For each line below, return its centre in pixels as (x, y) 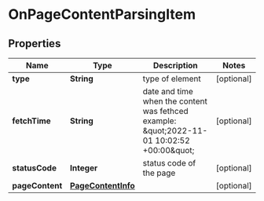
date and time (168, 91)
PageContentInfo (102, 186)
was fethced (165, 111)
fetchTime (31, 121)
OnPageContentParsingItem (102, 15)
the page (159, 173)
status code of (169, 163)
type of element (172, 79)
